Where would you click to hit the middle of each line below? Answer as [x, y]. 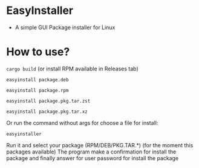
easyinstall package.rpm [38, 90]
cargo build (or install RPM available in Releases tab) [73, 69]
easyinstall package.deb [38, 79]
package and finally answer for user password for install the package [93, 158]
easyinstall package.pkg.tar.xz [47, 112]
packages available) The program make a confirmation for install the [91, 152]
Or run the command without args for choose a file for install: [82, 123]
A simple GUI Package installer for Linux [65, 27]
